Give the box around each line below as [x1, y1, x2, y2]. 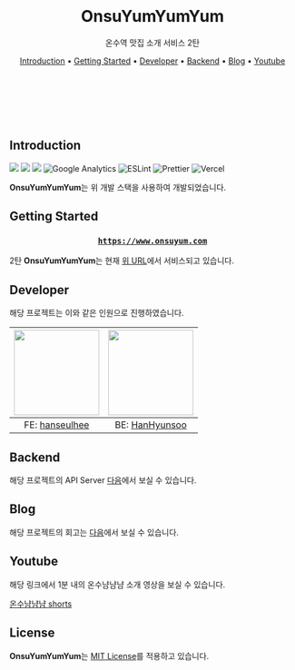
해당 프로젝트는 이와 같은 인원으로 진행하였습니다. [9, 308, 184, 319]
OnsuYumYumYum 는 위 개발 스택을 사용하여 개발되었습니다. [9, 182, 227, 192]
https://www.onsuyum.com [97, 236, 208, 246]
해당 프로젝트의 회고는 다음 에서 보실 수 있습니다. [9, 527, 180, 537]
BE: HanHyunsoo [114, 419, 188, 431]
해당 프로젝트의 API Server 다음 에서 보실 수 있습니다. [9, 475, 197, 486]
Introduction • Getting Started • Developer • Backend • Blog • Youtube [19, 55, 286, 66]
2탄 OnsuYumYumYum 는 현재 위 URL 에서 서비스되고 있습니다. [9, 255, 234, 266]
